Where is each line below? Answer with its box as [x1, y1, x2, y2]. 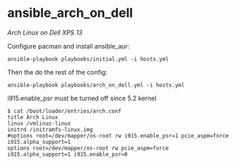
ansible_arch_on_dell [7, 5, 133, 21]
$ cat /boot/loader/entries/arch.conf [7, 107, 122, 114]
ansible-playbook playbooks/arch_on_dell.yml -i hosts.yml [7, 81, 185, 89]
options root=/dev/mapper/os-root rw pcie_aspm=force [7, 145, 170, 152]
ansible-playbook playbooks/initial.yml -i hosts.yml [7, 55, 170, 63]
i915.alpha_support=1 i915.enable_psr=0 [7, 150, 129, 158]
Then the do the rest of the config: [7, 68, 107, 76]
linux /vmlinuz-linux [7, 120, 71, 127]
